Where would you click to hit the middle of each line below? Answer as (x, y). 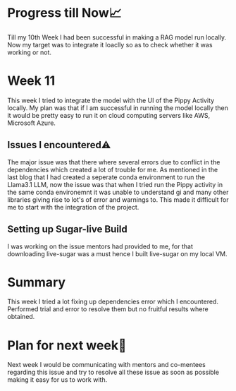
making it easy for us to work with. (57, 380)
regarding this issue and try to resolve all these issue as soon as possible (113, 372)
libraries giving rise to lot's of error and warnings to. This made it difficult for (118, 199)
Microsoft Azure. (32, 123)
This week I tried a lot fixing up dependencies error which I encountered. (113, 302)
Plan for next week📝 (67, 345)
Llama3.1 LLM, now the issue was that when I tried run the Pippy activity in (115, 184)
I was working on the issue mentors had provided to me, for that (100, 246)
